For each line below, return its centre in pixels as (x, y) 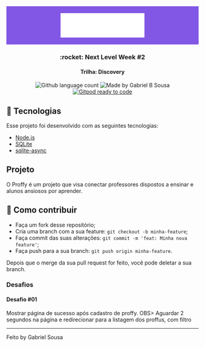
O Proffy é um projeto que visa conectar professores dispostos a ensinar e (100, 184)
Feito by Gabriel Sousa (35, 337)
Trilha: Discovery (103, 71)
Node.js (25, 137)
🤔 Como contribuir (42, 210)
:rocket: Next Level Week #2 (103, 57)
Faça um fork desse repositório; (55, 225)
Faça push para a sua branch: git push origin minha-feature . (94, 250)
